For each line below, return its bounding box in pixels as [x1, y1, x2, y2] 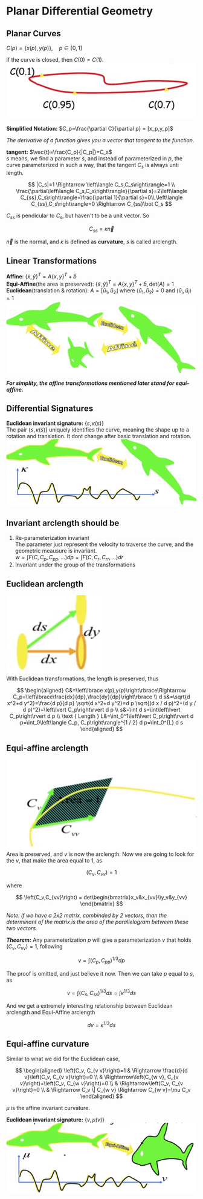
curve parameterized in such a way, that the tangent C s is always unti [6, 162, 179, 170]
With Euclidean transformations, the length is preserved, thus [6, 675, 159, 682]
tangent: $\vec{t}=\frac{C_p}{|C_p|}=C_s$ [6, 148, 112, 156]
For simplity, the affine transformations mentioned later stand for [6, 379, 175, 387]
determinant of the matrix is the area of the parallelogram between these [6, 918, 188, 925]
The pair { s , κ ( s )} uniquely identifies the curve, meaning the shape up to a [6, 425, 189, 433]
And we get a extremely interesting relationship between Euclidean [6, 1002, 173, 1010]
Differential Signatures [6, 404, 94, 414]
